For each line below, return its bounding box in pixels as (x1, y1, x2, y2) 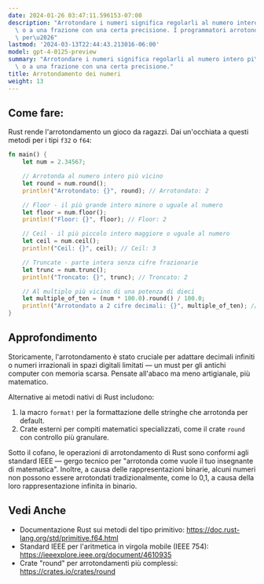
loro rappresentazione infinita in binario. (8, 481, 137, 490)
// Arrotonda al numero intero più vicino (22, 172, 163, 181)
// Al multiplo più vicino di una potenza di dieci (22, 288, 195, 296)
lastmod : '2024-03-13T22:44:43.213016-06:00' (8, 41, 159, 49)
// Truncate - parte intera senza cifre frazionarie (22, 259, 199, 266)
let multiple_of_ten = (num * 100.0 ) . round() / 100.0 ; (22, 295, 206, 303)
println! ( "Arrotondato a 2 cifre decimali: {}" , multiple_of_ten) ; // (22, 302, 258, 310)
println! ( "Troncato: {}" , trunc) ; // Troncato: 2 (22, 273, 189, 281)
